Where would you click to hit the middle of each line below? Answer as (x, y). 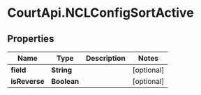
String (62, 70)
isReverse (28, 81)
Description (106, 58)
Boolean (65, 81)
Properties (31, 39)
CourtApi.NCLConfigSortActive (100, 13)
